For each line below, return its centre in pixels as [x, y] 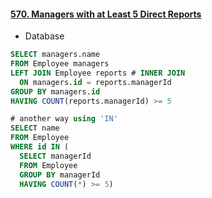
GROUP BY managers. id [55, 91]
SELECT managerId [55, 156]
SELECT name [35, 128]
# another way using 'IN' [64, 119]
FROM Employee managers [60, 64]
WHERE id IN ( [40, 147]
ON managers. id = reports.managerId [95, 82]
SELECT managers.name [55, 55]
